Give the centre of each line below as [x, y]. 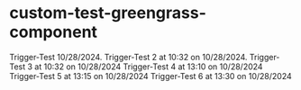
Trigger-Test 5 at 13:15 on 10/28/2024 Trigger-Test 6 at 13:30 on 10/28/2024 [150, 76]
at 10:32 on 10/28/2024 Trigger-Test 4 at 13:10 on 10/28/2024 [149, 67]
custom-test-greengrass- [108, 13]
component [53, 32]
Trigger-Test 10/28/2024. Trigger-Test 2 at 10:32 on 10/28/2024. [128, 57]
